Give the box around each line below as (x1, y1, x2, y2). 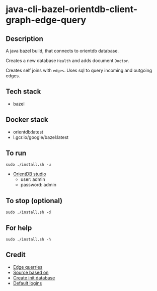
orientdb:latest (13, 129, 43, 135)
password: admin (20, 182, 57, 188)
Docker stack (6, 115, 48, 124)
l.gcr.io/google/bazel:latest (13, 134, 69, 140)
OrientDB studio (13, 171, 47, 177)
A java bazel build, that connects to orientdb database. (6, 48, 119, 54)
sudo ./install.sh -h (6, 237, 51, 242)
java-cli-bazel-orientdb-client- (6, 4, 138, 15)
